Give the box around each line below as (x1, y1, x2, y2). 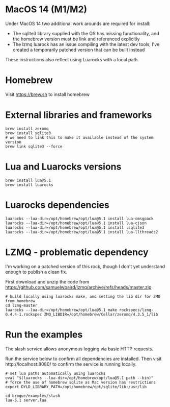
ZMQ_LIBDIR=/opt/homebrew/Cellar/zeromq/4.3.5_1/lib (44, 312, 158, 317)
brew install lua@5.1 (5, 178, 51, 183)
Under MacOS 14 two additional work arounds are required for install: (5, 20, 151, 27)
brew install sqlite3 (5, 130, 51, 136)
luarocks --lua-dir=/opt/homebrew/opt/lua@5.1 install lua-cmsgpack (5, 216, 154, 221)
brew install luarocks (5, 182, 53, 187)
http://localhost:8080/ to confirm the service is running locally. (5, 361, 136, 367)
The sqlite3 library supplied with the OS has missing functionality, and (12, 30, 159, 36)
